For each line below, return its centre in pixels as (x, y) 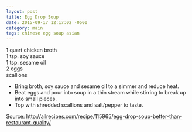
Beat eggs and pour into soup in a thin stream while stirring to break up (100, 93)
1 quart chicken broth (32, 50)
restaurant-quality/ (28, 123)
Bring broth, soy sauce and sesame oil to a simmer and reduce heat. (97, 86)
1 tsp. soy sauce (25, 56)
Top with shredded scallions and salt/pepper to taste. (79, 105)
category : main (25, 28)
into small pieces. (36, 99)
